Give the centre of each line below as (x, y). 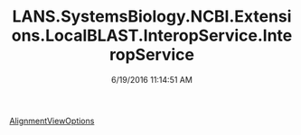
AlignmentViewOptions (52, 121)
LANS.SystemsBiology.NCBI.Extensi (152, 17)
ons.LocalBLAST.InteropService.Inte (152, 36)
